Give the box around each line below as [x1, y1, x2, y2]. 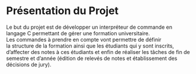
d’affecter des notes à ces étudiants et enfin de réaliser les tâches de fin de [6, 48, 191, 55]
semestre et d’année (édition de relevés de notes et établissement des [6, 55, 178, 62]
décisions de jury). [6, 60, 52, 68]
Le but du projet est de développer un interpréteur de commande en [6, 23, 173, 31]
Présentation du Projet [6, 4, 119, 18]
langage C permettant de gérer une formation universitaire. [6, 29, 150, 36]
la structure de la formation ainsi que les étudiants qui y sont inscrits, [6, 42, 175, 49]
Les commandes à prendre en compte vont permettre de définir [6, 36, 162, 43]
